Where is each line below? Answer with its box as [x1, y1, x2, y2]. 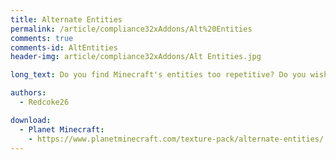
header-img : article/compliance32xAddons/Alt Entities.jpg [10, 52, 262, 62]
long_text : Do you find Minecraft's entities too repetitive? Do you [10, 70, 307, 80]
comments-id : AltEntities [10, 42, 118, 53]
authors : [10, 88, 47, 98]
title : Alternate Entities [10, 14, 123, 25]
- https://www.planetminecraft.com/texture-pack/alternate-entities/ [28, 134, 325, 144]
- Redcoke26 [19, 97, 70, 107]
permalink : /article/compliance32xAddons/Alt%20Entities [10, 24, 253, 34]
